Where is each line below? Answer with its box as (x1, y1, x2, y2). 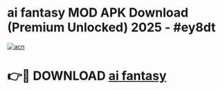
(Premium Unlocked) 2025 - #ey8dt (7, 19, 216, 35)
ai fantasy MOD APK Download (7, 5, 189, 21)
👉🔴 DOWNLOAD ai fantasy (7, 68, 167, 84)
